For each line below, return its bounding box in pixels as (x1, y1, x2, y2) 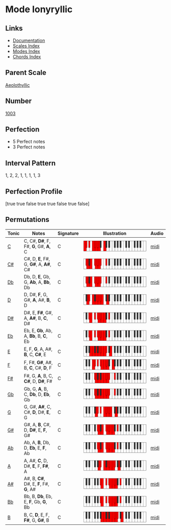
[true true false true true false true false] (5, 200, 90, 207)
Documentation (12, 37, 45, 43)
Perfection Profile (5, 187, 63, 196)
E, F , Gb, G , (23, 499, 47, 504)
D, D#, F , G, (23, 292, 48, 298)
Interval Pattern (5, 159, 56, 167)
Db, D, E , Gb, (23, 274, 51, 280)
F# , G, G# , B (23, 517, 49, 523)
